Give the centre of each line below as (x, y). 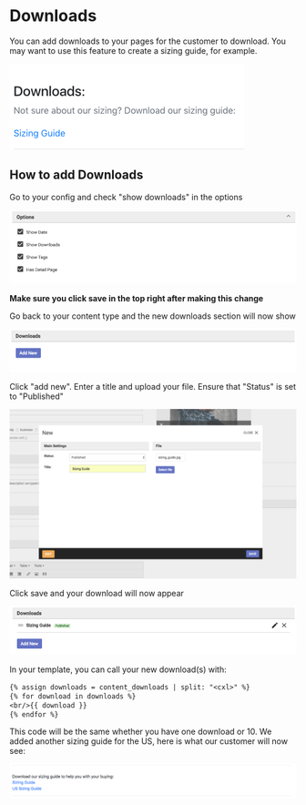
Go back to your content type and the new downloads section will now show (153, 316)
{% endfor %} (34, 715)
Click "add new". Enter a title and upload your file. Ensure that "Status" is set (153, 387)
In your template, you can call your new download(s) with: (118, 669)
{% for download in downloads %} (73, 697)
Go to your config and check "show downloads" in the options (126, 197)
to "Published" (36, 396)
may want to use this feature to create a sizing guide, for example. (133, 50)
